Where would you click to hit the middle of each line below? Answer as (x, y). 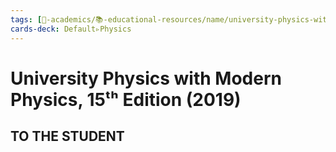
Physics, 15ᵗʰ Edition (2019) (126, 99)
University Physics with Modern (146, 78)
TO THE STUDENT (67, 136)
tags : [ (26, 19)
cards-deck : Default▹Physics (71, 29)
